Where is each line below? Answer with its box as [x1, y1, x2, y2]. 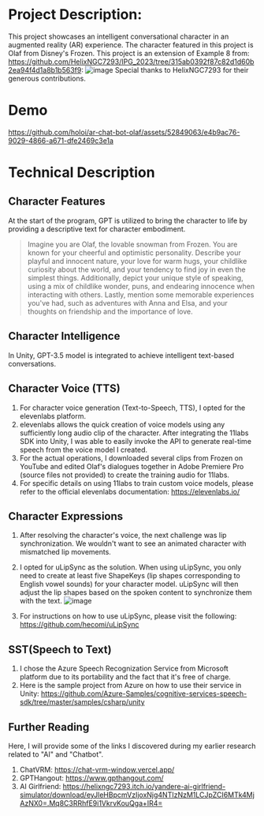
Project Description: [8, 6, 143, 24]
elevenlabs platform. [19, 411, 87, 420]
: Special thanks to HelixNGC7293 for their [81, 65, 249, 74]
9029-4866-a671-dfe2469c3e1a [8, 136, 114, 145]
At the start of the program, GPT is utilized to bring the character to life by [8, 216, 248, 225]
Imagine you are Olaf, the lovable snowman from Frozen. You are [27, 239, 238, 249]
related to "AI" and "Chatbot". [8, 749, 104, 759]
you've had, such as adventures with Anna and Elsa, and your [27, 298, 229, 307]
